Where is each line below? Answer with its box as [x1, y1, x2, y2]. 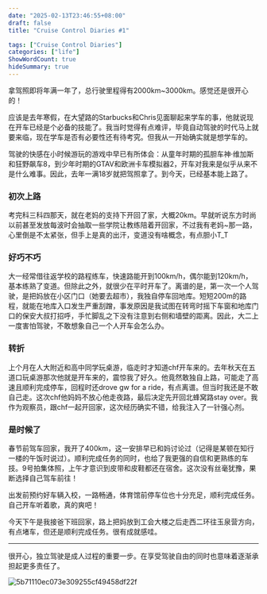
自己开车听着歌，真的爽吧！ [8, 500, 99, 510]
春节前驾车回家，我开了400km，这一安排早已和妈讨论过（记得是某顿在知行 [8, 444, 254, 453]
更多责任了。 [21, 561, 64, 571]
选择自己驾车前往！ [14, 473, 78, 483]
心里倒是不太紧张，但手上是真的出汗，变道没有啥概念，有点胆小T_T [8, 230, 229, 240]
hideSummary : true [8, 63, 69, 71]
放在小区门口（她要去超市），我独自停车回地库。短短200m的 [42, 291, 240, 301]
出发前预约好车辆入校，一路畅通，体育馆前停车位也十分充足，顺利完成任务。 [8, 490, 259, 500]
